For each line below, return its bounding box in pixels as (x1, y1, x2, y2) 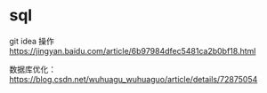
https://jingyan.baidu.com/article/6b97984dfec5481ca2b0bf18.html (9, 45, 256, 56)
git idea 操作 (9, 35, 55, 46)
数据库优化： (9, 64, 56, 74)
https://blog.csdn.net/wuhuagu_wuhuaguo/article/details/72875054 (9, 74, 258, 84)
